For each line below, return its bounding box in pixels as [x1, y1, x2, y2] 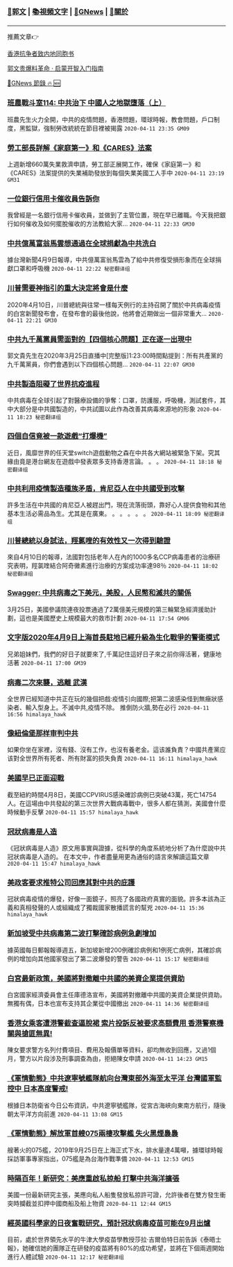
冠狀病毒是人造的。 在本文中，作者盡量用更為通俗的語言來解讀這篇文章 [7, 853, 209, 861]
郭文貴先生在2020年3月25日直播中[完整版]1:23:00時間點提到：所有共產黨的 [7, 351, 223, 360]
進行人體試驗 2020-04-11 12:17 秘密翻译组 [7, 1252, 125, 1261]
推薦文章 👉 [7, 33, 40, 41]
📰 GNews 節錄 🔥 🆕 [7, 79, 61, 87]
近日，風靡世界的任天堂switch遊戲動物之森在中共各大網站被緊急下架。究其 [7, 448, 221, 457]
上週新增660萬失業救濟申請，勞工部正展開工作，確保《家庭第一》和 [7, 160, 201, 168]
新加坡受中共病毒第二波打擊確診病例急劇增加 [7, 929, 157, 939]
